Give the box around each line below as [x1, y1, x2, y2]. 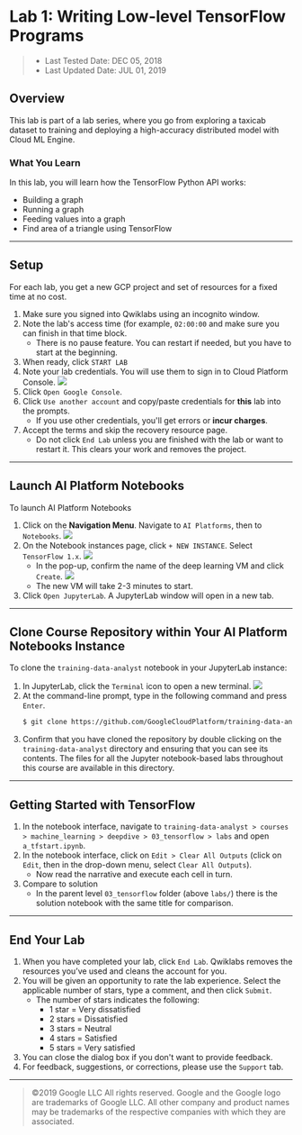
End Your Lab [9, 932, 85, 948]
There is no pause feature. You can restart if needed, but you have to [35, 337, 292, 348]
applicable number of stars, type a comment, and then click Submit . [22, 985, 272, 995]
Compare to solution [22, 878, 99, 889]
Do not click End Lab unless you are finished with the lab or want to [35, 434, 284, 445]
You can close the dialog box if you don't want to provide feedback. [22, 1051, 273, 1062]
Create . [35, 570, 63, 582]
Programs [9, 25, 84, 46]
